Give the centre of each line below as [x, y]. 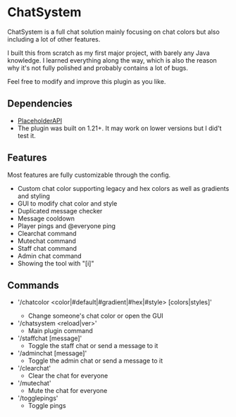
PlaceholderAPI [40, 120]
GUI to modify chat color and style [67, 203]
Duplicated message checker [60, 211]
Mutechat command [46, 241]
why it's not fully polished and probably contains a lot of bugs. [98, 68]
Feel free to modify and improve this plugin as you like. [87, 81]
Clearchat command [47, 233]
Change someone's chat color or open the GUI [95, 316]
